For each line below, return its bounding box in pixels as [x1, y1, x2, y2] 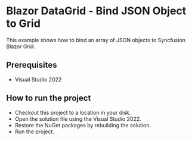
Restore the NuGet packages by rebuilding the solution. [14, 121, 151, 129]
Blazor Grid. [6, 43, 36, 50]
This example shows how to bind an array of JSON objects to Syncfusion [6, 36, 186, 43]
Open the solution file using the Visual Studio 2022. [14, 115, 141, 123]
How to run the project [6, 93, 91, 104]
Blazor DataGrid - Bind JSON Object [6, 4, 187, 18]
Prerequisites [6, 60, 57, 70]
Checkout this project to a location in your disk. [14, 109, 131, 116]
